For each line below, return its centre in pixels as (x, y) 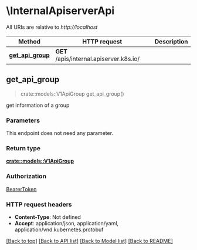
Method (30, 41)
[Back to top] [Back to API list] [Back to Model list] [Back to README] (89, 241)
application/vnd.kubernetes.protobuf (59, 229)
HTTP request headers (39, 204)
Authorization (26, 176)
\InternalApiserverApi (60, 11)
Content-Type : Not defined (47, 217)
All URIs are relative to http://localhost (52, 27)
